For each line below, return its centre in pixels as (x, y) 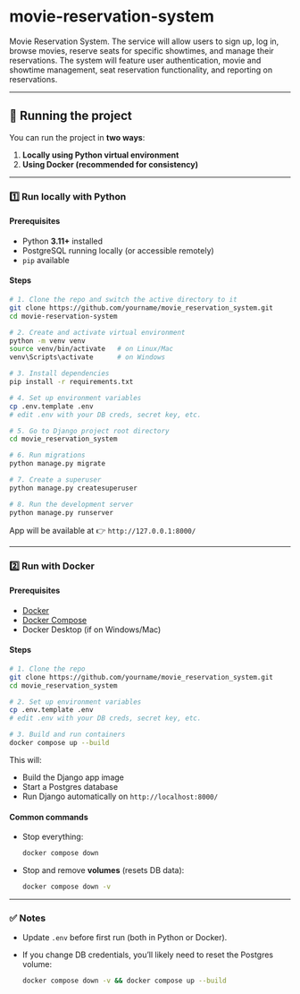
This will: (25, 759)
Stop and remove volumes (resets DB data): (103, 870)
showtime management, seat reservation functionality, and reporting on (141, 70)
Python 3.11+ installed (62, 241)
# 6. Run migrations (48, 455)
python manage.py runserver (62, 512)
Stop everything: (53, 837)
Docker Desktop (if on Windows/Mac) (92, 630)
